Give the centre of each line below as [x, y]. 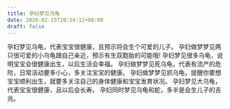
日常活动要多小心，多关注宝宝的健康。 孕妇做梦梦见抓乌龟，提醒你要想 [120, 72]
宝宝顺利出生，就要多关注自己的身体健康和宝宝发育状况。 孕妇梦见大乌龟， [114, 81]
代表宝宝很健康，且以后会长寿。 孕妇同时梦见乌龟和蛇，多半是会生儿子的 [111, 90]
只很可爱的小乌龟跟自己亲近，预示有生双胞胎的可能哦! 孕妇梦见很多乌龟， [112, 55]
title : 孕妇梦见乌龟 [34, 13]
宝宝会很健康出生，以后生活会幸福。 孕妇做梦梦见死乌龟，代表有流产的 [114, 64]
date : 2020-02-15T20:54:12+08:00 [55, 20]
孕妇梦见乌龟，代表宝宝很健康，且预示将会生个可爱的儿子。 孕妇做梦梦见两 [114, 47]
